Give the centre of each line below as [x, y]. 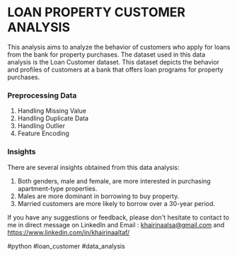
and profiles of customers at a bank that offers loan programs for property [116, 69]
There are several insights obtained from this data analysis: [93, 167]
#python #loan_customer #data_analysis [66, 246]
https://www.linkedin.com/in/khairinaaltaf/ [69, 232]
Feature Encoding [43, 133]
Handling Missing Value [52, 111]
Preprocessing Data [42, 95]
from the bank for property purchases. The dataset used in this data [106, 55]
